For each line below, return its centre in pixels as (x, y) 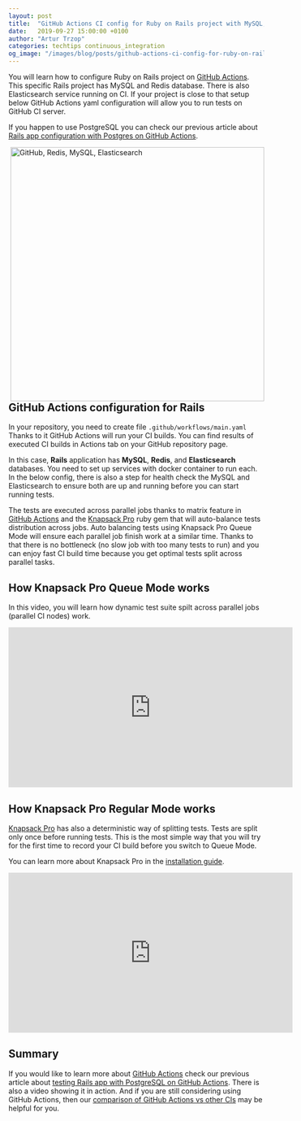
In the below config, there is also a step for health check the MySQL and (129, 477)
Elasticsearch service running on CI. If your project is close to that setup (129, 94)
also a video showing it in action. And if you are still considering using (125, 1091)
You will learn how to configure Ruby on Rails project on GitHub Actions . (129, 77)
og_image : (25, 54)
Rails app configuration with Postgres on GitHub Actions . (103, 136)
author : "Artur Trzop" (47, 39)
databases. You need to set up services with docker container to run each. (133, 469)
